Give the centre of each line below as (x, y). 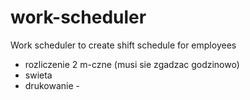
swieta (38, 75)
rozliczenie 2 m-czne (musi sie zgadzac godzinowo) (132, 64)
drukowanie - (52, 85)
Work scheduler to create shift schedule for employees (123, 45)
